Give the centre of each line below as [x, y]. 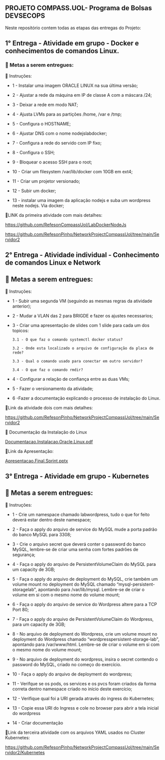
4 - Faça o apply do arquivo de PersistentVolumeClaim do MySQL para [84, 564]
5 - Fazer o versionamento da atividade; [53, 388]
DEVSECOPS [25, 16]
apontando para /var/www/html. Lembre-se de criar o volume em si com [86, 644]
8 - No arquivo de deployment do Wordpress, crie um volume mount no [85, 634]
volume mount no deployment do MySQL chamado [64, 584]
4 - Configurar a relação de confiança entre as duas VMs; [71, 379]
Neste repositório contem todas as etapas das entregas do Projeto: [73, 28]
